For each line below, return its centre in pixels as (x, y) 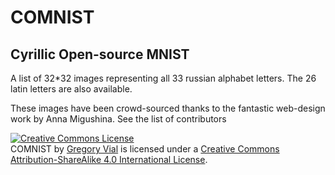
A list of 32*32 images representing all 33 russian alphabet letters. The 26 (163, 78)
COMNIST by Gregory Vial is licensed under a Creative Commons (145, 149)
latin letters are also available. (71, 89)
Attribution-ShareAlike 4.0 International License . (109, 159)
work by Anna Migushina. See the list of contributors (118, 119)
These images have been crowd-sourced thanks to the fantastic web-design (168, 108)
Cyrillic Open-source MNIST (100, 54)
